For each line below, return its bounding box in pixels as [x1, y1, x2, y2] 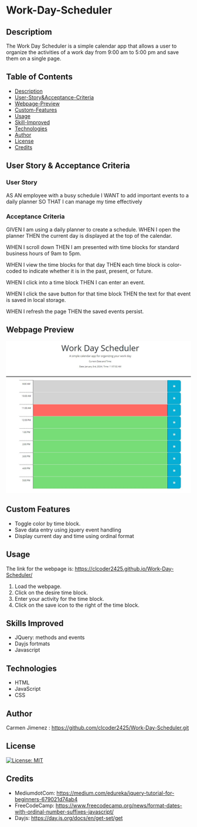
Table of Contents [6, 72, 73, 82]
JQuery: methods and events [14, 634, 85, 641]
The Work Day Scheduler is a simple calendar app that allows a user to [6, 42, 177, 49]
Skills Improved [6, 618, 64, 628]
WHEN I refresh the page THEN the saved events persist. [6, 308, 144, 315]
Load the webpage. [14, 583, 62, 590]
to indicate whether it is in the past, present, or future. [22, 267, 153, 274]
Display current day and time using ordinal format [14, 532, 134, 539]
